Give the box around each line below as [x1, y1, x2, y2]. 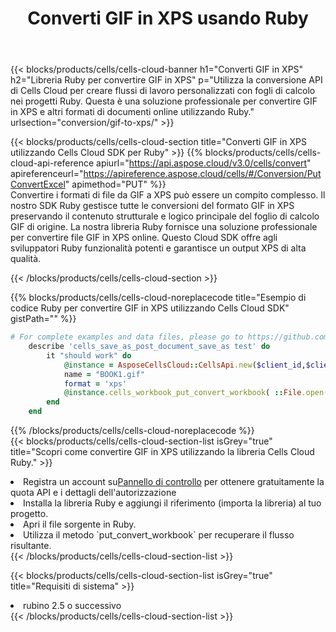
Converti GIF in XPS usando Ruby [27, 7, 309, 30]
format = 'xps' [63, 378, 128, 389]
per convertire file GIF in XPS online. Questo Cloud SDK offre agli [10, 232, 278, 244]
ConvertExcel [10, 178, 66, 191]
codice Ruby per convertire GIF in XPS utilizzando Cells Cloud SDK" [10, 302, 290, 314]
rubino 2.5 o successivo [23, 600, 122, 612]
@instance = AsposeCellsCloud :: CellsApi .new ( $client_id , [63, 360, 307, 370]
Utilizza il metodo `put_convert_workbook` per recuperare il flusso [23, 529, 295, 541]
